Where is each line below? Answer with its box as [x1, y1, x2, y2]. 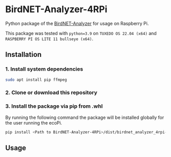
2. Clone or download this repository [5, 89, 98, 96]
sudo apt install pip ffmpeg [5, 77, 67, 82]
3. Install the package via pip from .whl [5, 103, 103, 110]
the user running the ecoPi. [5, 119, 63, 125]
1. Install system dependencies [5, 66, 83, 73]
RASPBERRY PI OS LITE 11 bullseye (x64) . [5, 36, 94, 42]
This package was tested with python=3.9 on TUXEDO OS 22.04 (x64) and [5, 30, 157, 36]
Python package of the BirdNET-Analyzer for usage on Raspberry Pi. [5, 20, 149, 26]
